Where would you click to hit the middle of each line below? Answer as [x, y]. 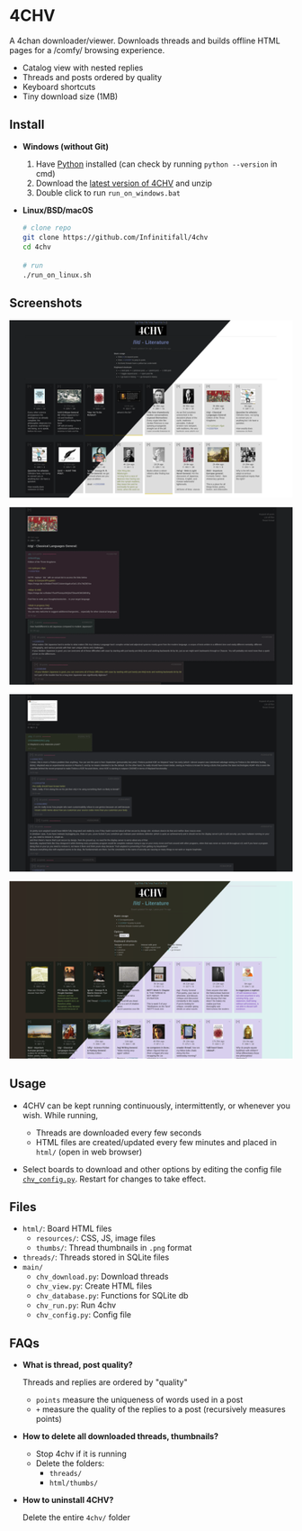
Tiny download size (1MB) [70, 96]
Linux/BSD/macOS [58, 210]
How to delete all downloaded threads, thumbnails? [120, 1436]
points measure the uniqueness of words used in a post [139, 1400]
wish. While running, [60, 1115]
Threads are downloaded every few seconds [119, 1133]
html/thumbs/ [74, 1483]
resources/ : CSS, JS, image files [95, 1238]
